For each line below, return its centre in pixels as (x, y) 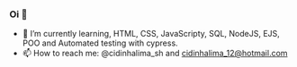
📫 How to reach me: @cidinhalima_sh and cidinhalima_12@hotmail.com (155, 54)
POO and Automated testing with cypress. (100, 43)
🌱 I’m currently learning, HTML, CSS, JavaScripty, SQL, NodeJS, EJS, (151, 34)
